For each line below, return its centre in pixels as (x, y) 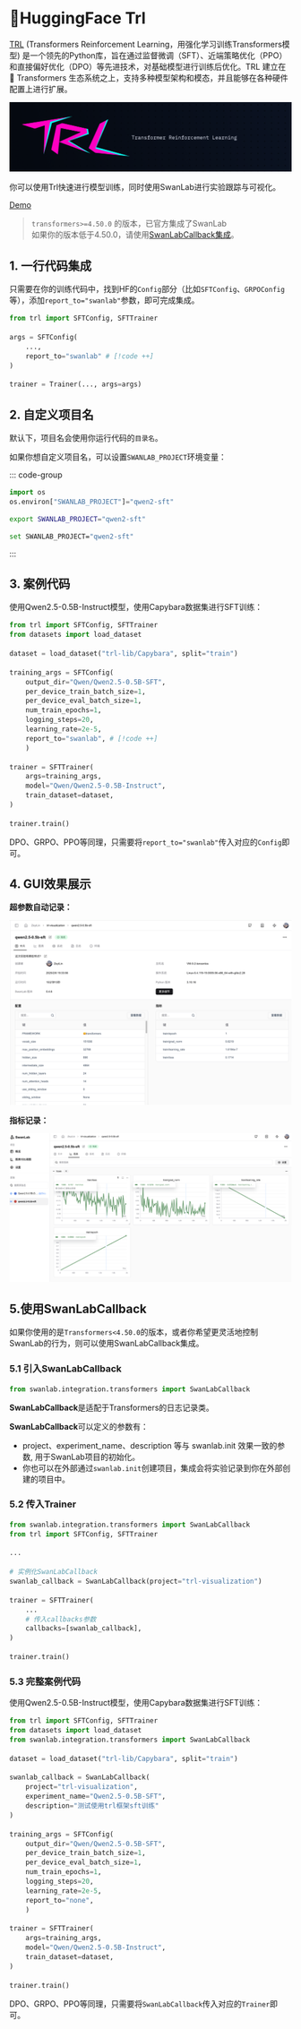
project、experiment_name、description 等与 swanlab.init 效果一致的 (150, 1445)
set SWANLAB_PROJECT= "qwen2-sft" (72, 537)
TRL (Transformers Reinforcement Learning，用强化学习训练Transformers (146, 44)
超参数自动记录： (41, 907)
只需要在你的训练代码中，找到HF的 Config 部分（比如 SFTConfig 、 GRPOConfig (147, 289)
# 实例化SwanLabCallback (54, 1572)
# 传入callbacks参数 (61, 1619)
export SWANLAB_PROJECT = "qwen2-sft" (77, 519)
